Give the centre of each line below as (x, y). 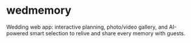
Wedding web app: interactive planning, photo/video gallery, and (87, 27)
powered (17, 33)
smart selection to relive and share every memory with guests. (107, 33)
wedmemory (39, 10)
